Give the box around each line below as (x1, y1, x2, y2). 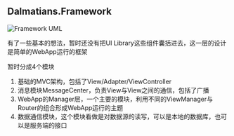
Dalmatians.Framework (7, 6, 112, 18)
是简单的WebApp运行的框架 (7, 47, 88, 55)
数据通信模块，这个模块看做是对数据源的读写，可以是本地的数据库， (17, 112, 215, 121)
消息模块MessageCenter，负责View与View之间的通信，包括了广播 (17, 86, 209, 94)
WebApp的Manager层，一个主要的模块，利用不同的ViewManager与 (17, 95, 213, 103)
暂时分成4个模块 (7, 62, 55, 71)
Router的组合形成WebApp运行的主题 (17, 103, 124, 111)
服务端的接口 (30, 121, 67, 129)
